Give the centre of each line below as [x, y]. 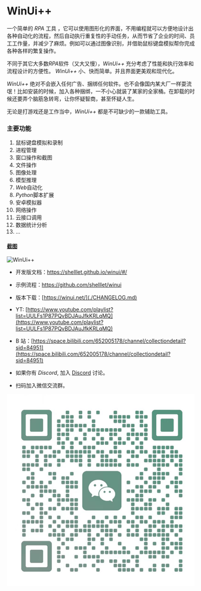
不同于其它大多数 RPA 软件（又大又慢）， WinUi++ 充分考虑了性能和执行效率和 [101, 63]
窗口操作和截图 [34, 157]
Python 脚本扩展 [35, 195]
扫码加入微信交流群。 [41, 386]
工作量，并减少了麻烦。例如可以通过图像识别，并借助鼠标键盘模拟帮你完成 [103, 43]
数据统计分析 [31, 225]
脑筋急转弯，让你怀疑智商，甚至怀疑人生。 [85, 99]
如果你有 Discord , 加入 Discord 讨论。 [62, 373]
